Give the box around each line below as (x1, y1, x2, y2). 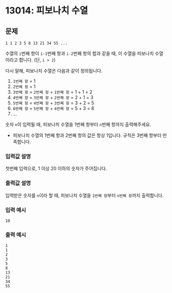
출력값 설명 (5, 179, 31, 187)
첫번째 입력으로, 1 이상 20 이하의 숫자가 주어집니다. (5, 166, 107, 172)
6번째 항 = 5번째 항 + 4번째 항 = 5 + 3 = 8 (12, 105, 94, 111)
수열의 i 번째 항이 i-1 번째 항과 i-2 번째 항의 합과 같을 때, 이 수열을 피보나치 (5, 50, 154, 57)
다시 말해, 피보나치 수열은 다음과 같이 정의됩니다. (5, 68, 103, 74)
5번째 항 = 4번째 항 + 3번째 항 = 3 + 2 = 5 (12, 100, 94, 106)
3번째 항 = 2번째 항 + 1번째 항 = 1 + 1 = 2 (12, 89, 92, 95)
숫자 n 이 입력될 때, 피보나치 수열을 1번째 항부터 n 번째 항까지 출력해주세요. (5, 121, 151, 127)
